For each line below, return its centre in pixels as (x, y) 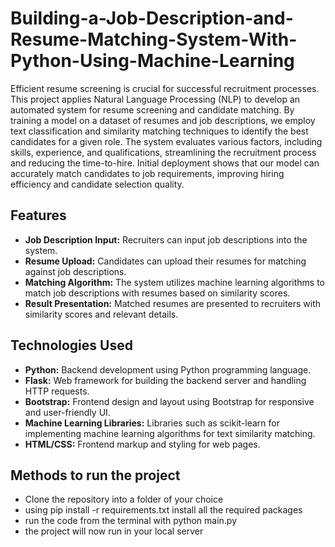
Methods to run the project (95, 475)
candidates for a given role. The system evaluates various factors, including (166, 141)
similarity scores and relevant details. (101, 314)
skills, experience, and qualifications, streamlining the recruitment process (163, 152)
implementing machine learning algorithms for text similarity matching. (170, 433)
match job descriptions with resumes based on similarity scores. (157, 293)
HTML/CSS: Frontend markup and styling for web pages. (142, 444)
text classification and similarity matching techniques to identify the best (159, 131)
